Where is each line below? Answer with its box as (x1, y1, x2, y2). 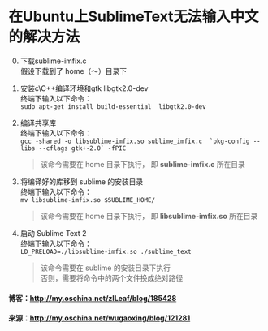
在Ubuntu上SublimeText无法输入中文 (8, 7, 259, 26)
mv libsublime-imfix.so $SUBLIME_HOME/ (19, 196, 156, 204)
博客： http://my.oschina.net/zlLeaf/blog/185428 (8, 293, 177, 303)
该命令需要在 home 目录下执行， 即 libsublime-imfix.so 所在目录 (40, 211, 258, 221)
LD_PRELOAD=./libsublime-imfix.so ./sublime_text (19, 247, 192, 256)
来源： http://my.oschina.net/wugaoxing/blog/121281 (8, 313, 191, 323)
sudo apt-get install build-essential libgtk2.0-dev (19, 102, 206, 110)
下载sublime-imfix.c (19, 56, 87, 66)
